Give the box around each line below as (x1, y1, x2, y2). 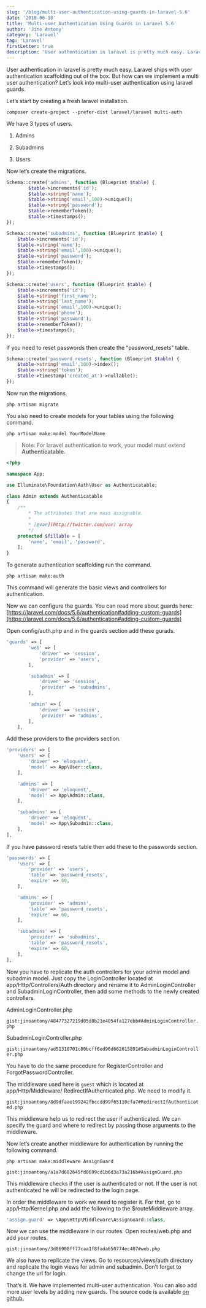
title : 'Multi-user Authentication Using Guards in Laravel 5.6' (6, 20, 177, 26)
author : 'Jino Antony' (6, 26, 64, 33)
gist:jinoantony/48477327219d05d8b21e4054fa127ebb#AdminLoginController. (6, 1018, 199, 1024)
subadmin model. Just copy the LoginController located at (6, 974, 153, 982)
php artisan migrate (6, 401, 59, 408)
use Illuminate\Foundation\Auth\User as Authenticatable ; (6, 482, 158, 488)
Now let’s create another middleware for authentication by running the (6, 1140, 183, 1147)
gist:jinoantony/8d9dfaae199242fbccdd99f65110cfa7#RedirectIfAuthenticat (6, 1099, 199, 1105)
